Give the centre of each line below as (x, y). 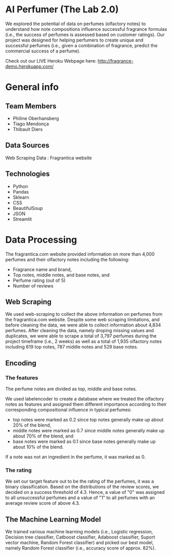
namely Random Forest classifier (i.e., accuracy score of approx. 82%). (81, 548)
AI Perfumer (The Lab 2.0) (62, 9)
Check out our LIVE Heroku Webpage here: (51, 61)
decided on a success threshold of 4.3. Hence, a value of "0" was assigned (85, 492)
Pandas (21, 191)
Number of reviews (33, 285)
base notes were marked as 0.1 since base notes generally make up (84, 442)
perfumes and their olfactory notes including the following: (67, 259)
